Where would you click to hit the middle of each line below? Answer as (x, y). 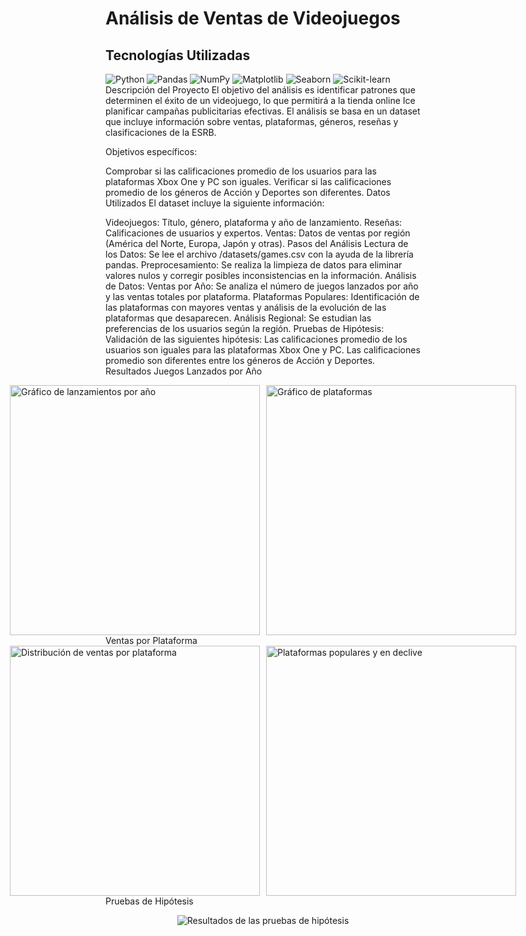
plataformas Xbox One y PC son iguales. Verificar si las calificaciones (248, 181)
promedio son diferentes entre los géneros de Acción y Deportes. (240, 360)
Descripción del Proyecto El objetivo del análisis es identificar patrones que (260, 90)
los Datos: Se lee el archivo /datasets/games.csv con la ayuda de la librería (259, 254)
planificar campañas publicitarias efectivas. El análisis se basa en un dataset (263, 111)
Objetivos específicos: (151, 151)
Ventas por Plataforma (151, 640)
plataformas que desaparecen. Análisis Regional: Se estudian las (238, 318)
